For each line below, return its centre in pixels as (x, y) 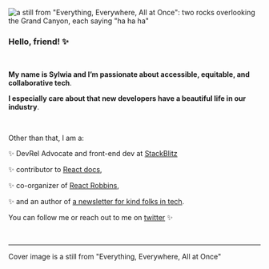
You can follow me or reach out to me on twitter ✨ (91, 218)
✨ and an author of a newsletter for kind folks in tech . (96, 202)
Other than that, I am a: (46, 138)
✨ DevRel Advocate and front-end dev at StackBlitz (93, 154)
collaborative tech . (40, 83)
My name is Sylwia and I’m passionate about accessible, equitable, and (129, 74)
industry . (24, 107)
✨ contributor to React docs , (55, 170)
